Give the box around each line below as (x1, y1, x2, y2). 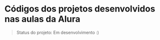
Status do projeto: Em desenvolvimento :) (16, 29, 99, 35)
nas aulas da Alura (4, 13, 80, 25)
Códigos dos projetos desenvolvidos (4, 3, 156, 14)
